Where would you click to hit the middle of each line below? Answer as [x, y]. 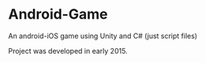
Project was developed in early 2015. [68, 51]
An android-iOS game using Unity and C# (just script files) [103, 36]
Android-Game [58, 14]
